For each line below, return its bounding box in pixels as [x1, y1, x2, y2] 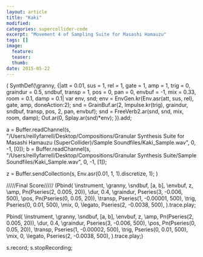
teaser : [12, 54, 32, 60]
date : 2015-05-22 [6, 65, 50, 72]
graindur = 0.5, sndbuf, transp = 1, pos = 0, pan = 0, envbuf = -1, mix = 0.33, [6, 89, 196, 96]
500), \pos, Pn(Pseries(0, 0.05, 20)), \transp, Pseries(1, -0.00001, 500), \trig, [6, 195, 197, 202]
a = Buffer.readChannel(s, [6, 126, 71, 134]
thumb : [12, 60, 28, 66]
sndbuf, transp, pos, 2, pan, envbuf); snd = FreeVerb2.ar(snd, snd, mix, [6, 108, 184, 115]
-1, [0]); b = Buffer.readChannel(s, [6, 145, 91, 152]
